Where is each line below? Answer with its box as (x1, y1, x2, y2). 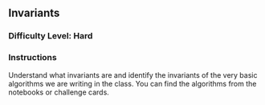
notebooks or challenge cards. (8, 87, 110, 97)
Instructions (8, 52, 58, 63)
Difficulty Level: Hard (8, 30, 93, 42)
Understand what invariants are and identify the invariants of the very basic (8, 70, 258, 79)
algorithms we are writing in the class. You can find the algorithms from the (8, 79, 257, 88)
